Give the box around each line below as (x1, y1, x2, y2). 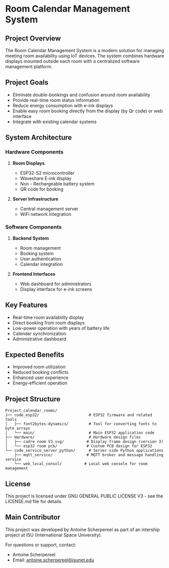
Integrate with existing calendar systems (12, 119, 97, 125)
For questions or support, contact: (5, 542, 77, 548)
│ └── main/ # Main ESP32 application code (5, 430, 155, 436)
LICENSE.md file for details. (5, 499, 63, 505)
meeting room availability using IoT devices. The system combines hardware (5, 53, 164, 59)
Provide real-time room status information (12, 97, 100, 103)
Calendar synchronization (12, 330, 67, 336)
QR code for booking (20, 186, 64, 192)
